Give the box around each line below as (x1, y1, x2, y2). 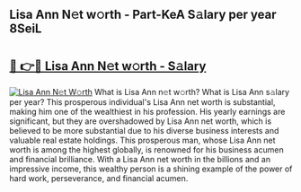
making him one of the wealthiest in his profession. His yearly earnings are (9, 107, 286, 117)
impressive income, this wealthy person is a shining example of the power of (9, 163, 293, 174)
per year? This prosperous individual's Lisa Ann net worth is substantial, (9, 97, 276, 107)
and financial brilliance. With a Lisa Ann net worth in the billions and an (9, 154, 271, 164)
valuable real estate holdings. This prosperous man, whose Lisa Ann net (9, 135, 276, 145)
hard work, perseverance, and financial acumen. (9, 173, 189, 183)
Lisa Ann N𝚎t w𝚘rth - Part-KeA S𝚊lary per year (9, 7, 277, 22)
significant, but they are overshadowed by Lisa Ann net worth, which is (9, 116, 272, 127)
